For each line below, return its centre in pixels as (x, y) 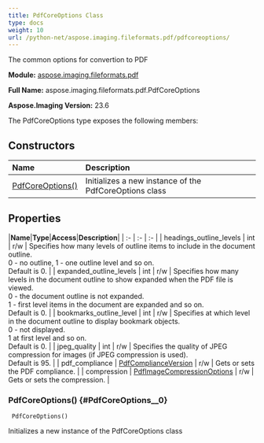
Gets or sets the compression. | (59, 379)
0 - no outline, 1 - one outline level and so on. (81, 262)
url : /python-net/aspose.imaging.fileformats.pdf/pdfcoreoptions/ (119, 37)
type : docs (26, 23)
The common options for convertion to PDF (78, 60)
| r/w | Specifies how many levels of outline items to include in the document (132, 245)
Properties (35, 218)
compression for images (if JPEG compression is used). (98, 354)
